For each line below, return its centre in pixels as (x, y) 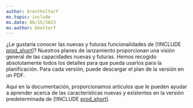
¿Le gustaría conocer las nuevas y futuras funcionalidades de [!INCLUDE (94, 44)
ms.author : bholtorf (31, 28)
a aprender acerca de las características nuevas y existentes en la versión (95, 93)
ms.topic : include (28, 17)
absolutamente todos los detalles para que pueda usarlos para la (84, 63)
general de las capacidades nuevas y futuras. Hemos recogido (81, 57)
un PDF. (15, 75)
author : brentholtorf (32, 11)
